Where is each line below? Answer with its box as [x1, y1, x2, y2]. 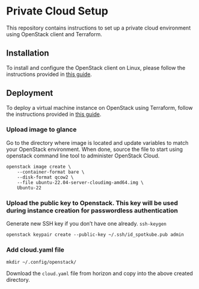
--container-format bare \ [17, 169, 85, 175]
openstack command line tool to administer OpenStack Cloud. [6, 152, 160, 159]
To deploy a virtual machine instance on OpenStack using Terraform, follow [6, 104, 194, 111]
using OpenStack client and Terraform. [6, 30, 102, 37]
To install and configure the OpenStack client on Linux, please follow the [6, 64, 186, 71]
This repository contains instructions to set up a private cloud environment [6, 24, 191, 31]
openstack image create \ [6, 164, 71, 170]
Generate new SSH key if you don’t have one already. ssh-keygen [6, 220, 167, 227]
